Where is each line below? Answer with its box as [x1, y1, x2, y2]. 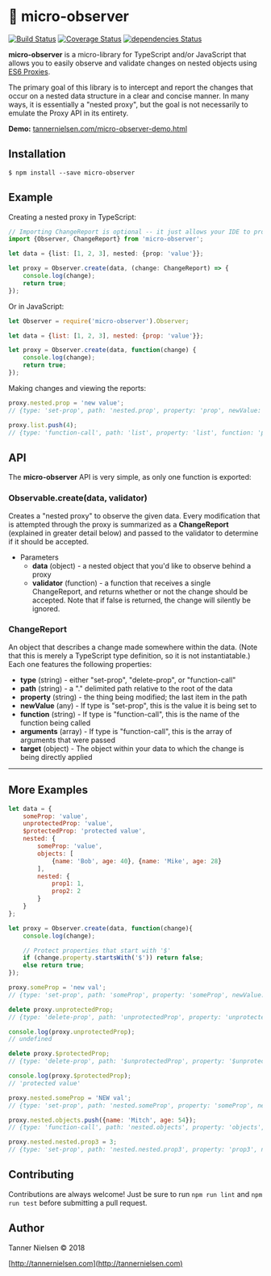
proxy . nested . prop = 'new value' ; [8, 399, 125, 407]
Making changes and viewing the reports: [8, 383, 147, 392]
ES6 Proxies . [8, 66, 51, 76]
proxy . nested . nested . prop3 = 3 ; [8, 1138, 117, 1146]
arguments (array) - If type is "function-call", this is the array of [19, 726, 232, 736]
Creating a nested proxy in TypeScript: [8, 212, 137, 221]
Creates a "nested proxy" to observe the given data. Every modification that [8, 510, 261, 520]
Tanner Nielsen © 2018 [8, 1243, 85, 1253]
